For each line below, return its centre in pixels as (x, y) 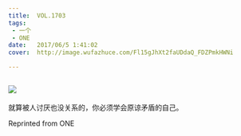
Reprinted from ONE (41, 123)
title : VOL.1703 (37, 16)
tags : (17, 23)
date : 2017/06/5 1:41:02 (53, 45)
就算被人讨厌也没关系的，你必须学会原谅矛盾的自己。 (96, 107)
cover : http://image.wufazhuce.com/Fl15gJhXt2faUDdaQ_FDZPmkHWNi (121, 52)
